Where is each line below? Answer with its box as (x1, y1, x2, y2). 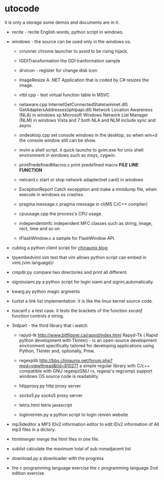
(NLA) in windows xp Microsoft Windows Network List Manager (19, 112, 148, 118)
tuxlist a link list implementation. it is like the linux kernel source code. (11, 298, 153, 304)
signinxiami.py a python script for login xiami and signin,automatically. (11, 278, 154, 285)
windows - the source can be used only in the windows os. (11, 38, 131, 45)
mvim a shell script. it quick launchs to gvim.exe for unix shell (19, 147, 144, 153)
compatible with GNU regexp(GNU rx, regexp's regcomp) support (19, 368, 153, 374)
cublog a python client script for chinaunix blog (11, 245, 108, 251)
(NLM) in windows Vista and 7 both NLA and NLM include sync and (19, 117, 156, 123)
